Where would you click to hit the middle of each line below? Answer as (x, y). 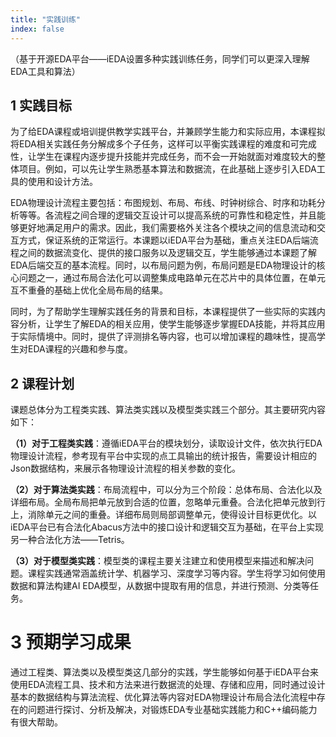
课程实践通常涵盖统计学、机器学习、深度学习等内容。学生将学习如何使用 (176, 573)
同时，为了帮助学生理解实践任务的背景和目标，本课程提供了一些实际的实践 (163, 312)
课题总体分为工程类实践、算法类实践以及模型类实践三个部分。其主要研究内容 (168, 410)
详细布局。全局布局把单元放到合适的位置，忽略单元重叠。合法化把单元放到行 (168, 502)
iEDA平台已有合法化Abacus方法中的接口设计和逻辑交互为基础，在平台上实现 (167, 527)
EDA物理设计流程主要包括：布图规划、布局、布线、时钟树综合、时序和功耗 (163, 203)
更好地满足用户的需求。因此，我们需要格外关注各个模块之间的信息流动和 (167, 228)
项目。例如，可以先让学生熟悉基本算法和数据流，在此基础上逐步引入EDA (167, 169)
